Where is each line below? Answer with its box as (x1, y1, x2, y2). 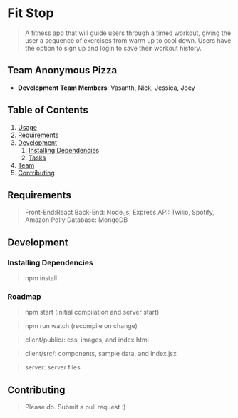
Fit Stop (7, 5, 55, 21)
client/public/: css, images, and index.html (24, 335, 150, 344)
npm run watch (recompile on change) (24, 322, 138, 330)
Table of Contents (7, 104, 89, 116)
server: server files (24, 363, 81, 372)
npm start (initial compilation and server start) (24, 308, 160, 317)
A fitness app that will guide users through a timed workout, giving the (24, 29, 232, 37)
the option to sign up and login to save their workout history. (24, 44, 202, 52)
